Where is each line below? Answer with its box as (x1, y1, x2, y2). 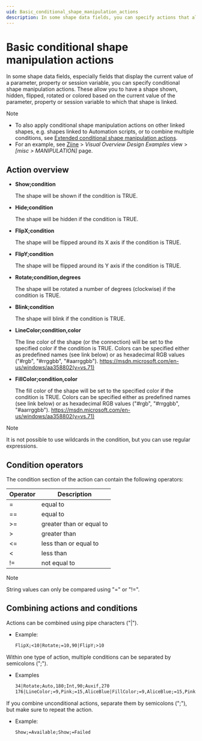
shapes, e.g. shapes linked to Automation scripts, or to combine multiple (14, 128, 194, 135)
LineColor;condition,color (14, 327, 81, 334)
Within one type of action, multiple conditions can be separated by (6, 653, 171, 660)
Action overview (6, 165, 69, 175)
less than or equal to (41, 539, 99, 547)
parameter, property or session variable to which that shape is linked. (6, 99, 178, 106)
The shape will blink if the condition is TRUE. (14, 315, 126, 322)
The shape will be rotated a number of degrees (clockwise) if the (14, 285, 176, 293)
